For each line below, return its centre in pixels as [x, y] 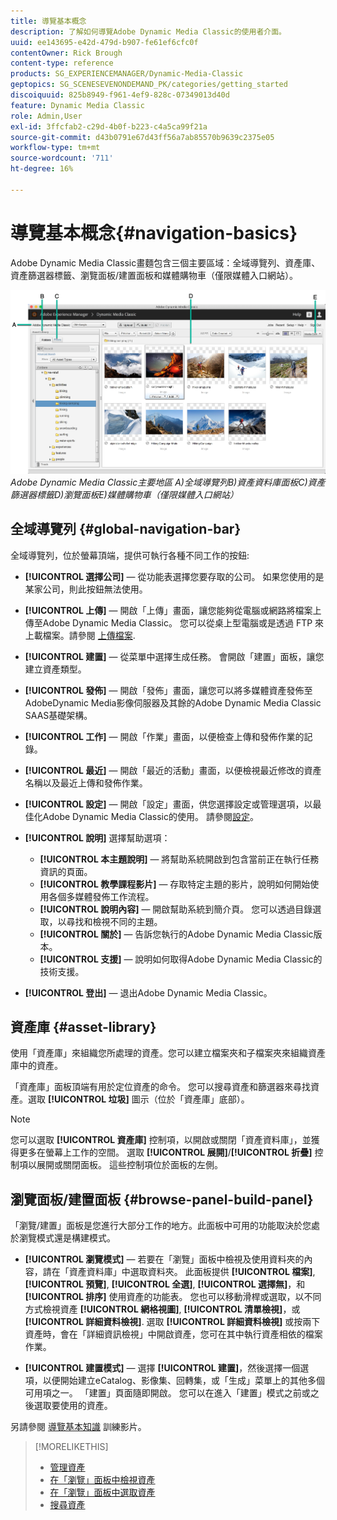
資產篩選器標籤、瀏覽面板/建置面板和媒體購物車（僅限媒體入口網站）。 [154, 275]
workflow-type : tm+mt [55, 148]
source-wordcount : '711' [62, 158]
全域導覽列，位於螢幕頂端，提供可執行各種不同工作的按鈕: [130, 555]
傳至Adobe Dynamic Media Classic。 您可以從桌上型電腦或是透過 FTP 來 [174, 622]
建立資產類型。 [55, 669]
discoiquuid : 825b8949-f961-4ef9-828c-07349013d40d [120, 95]
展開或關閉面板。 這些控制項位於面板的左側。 [129, 1165]
